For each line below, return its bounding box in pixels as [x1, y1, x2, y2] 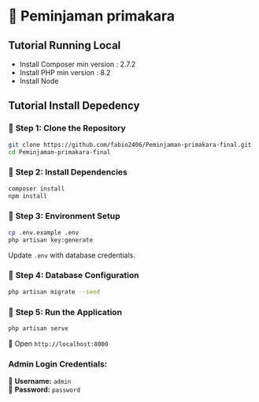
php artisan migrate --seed [8, 287, 101, 295]
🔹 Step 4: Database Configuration [8, 270, 139, 281]
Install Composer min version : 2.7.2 [19, 59, 136, 69]
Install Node [19, 77, 59, 85]
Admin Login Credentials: [8, 359, 108, 370]
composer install [8, 185, 65, 193]
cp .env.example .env [8, 228, 80, 236]
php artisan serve [8, 325, 68, 332]
